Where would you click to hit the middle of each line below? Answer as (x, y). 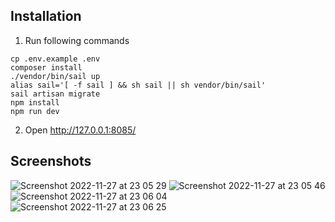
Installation (46, 16)
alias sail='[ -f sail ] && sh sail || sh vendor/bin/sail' (138, 85)
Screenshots (51, 161)
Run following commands (77, 40)
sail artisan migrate (55, 94)
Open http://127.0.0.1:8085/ (80, 130)
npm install (35, 102)
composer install (46, 67)
